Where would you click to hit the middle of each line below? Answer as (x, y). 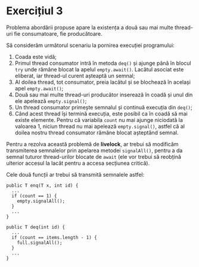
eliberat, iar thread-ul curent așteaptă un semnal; (75, 76)
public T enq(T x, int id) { (42, 186)
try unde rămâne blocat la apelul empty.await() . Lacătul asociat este (99, 69)
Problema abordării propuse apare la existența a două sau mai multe (90, 27)
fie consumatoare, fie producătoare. (58, 33)
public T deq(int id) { (36, 227)
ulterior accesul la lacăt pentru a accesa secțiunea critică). (78, 163)
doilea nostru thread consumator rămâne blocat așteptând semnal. (97, 133)
